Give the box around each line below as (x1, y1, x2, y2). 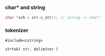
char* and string (5, 4, 45, 11)
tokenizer (5, 27, 29, 34)
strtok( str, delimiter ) (5, 47, 58, 52)
